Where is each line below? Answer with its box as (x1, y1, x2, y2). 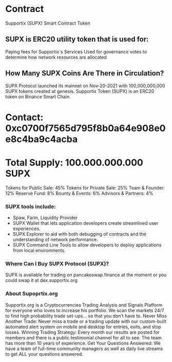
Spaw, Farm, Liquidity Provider (12, 214, 78, 221)
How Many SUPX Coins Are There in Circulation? (5, 69, 164, 78)
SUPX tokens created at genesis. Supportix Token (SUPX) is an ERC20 (5, 88, 155, 94)
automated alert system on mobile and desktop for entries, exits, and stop (5, 323, 162, 330)
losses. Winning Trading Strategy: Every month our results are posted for (5, 329, 160, 335)
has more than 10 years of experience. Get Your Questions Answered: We (5, 340, 161, 346)
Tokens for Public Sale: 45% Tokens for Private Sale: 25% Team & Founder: (5, 184, 165, 190)
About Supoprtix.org (5, 290, 58, 297)
